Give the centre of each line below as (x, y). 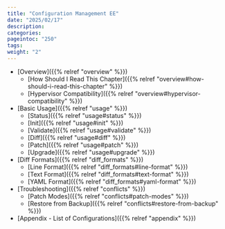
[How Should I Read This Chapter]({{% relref (91, 79)
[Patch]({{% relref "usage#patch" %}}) (83, 145)
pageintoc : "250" (32, 39)
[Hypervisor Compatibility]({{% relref (80, 93)
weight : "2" (24, 52)
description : (26, 26)
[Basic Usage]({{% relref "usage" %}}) (72, 108)
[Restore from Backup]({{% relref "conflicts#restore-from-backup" (123, 203)
